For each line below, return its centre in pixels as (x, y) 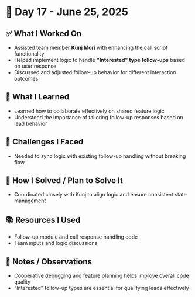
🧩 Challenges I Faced (45, 142)
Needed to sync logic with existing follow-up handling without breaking (100, 156)
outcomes (26, 79)
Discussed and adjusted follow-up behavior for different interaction (95, 72)
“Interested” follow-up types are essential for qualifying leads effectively (101, 288)
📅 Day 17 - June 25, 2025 (67, 12)
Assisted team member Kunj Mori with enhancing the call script (91, 47)
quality (22, 282)
